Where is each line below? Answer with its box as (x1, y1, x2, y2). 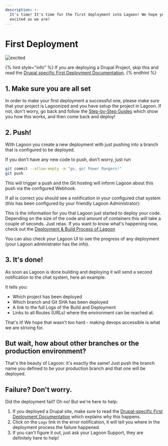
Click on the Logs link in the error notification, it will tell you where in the (12, 419, 160, 425)
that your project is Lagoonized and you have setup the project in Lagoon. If (5, 103, 161, 109)
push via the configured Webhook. (5, 185, 76, 191)
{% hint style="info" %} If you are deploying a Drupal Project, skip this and (5, 65, 159, 71)
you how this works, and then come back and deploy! (5, 114, 115, 120)
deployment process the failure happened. (12, 424, 100, 430)
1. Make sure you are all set (5, 84, 91, 93)
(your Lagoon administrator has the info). (5, 241, 90, 247)
